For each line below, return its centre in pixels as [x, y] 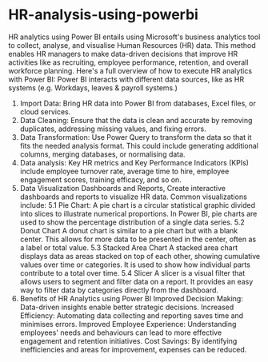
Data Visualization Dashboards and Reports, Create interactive [123, 188]
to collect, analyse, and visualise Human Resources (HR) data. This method [132, 45]
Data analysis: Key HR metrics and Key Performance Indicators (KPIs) [134, 162]
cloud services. [45, 111]
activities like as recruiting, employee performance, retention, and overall [128, 62]
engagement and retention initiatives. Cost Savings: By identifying [128, 340]
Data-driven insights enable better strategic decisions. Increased [127, 307]
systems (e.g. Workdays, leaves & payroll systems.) [93, 88]
